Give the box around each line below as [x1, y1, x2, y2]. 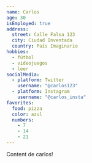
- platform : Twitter [12, 77, 64, 83]
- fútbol [12, 54, 34, 60]
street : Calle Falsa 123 [12, 32, 75, 38]
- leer [12, 65, 29, 72]
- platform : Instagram [12, 89, 70, 95]
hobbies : [6, 49, 29, 55]
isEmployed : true [6, 20, 51, 26]
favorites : [6, 100, 34, 106]
